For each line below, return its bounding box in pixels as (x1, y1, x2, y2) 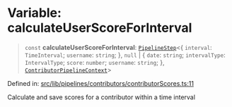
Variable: (7, 5, 62, 21)
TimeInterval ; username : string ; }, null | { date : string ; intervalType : (24, 51, 226, 59)
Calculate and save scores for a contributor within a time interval (7, 93, 196, 101)
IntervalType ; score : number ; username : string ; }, (24, 58, 165, 66)
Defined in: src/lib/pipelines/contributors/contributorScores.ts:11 (7, 79, 195, 87)
